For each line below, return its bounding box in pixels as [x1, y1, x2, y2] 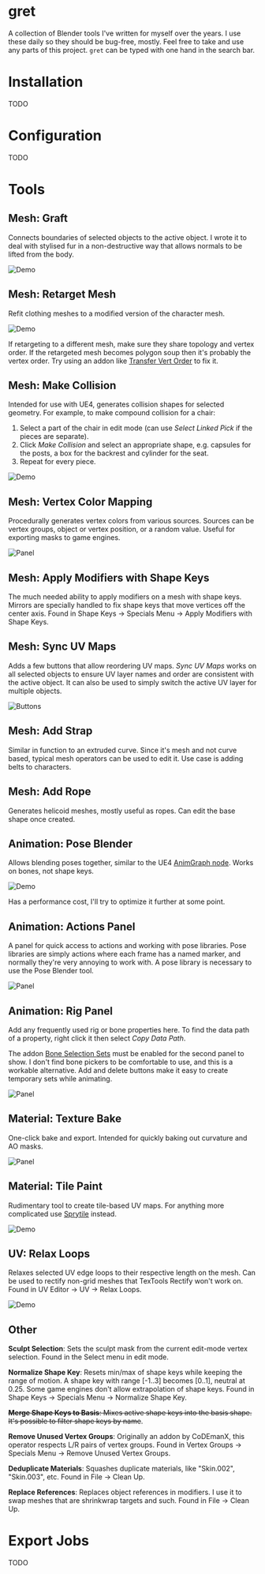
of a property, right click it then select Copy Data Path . [8, 1033, 186, 1043]
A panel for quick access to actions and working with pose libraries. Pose [8, 941, 247, 950]
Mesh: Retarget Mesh [8, 287, 117, 302]
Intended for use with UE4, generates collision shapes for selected [8, 399, 225, 409]
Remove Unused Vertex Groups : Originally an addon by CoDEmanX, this [8, 1432, 245, 1441]
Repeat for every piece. [19, 457, 96, 467]
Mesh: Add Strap [8, 725, 93, 738]
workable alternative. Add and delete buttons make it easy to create [8, 1065, 229, 1075]
